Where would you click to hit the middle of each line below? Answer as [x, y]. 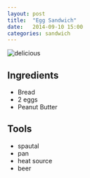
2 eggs [27, 100]
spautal [28, 146]
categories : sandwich [39, 33]
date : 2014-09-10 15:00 [45, 27]
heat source [35, 160]
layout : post [26, 14]
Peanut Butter [37, 107]
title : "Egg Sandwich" [42, 20]
